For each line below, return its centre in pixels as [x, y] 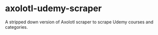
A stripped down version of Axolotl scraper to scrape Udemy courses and [79, 22]
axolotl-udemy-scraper [53, 9]
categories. [16, 27]
